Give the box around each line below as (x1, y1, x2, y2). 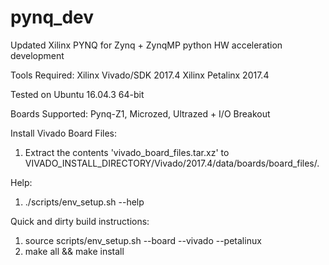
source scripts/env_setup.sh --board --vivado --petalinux (24, 234, 262, 246)
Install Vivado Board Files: (10, 127, 117, 139)
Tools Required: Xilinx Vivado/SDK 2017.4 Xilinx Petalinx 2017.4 (10, 69, 270, 81)
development (10, 49, 65, 61)
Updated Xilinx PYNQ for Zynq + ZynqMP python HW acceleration (10, 39, 283, 51)
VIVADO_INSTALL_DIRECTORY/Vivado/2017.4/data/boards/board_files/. (24, 157, 320, 169)
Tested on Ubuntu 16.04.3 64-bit (10, 88, 145, 100)
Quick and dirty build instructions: (10, 215, 150, 227)
